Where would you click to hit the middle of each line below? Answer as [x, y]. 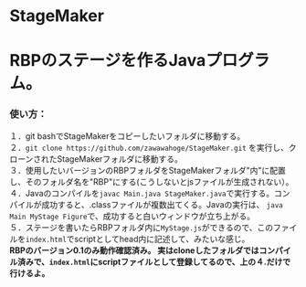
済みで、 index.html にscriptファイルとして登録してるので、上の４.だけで [153, 261]
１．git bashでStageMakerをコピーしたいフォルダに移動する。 [127, 136]
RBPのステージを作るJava [108, 61]
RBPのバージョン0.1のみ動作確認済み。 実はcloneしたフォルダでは [134, 250]
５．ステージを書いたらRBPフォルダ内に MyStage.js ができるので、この [142, 227]
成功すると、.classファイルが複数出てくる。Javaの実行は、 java [162, 204]
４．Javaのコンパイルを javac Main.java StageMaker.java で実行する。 [142, 193]
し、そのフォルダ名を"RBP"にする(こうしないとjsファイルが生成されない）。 [152, 181]
